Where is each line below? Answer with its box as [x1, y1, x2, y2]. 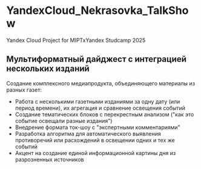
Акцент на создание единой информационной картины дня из [15, 149, 176, 156]
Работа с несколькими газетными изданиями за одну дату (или [15, 98, 180, 105]
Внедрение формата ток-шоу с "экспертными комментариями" [15, 124, 180, 131]
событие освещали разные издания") [15, 117, 113, 124]
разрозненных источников [15, 156, 84, 163]
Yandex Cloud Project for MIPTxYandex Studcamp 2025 [6, 36, 146, 44]
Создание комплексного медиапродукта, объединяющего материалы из [6, 79, 196, 87]
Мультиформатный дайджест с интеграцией [6, 54, 186, 64]
